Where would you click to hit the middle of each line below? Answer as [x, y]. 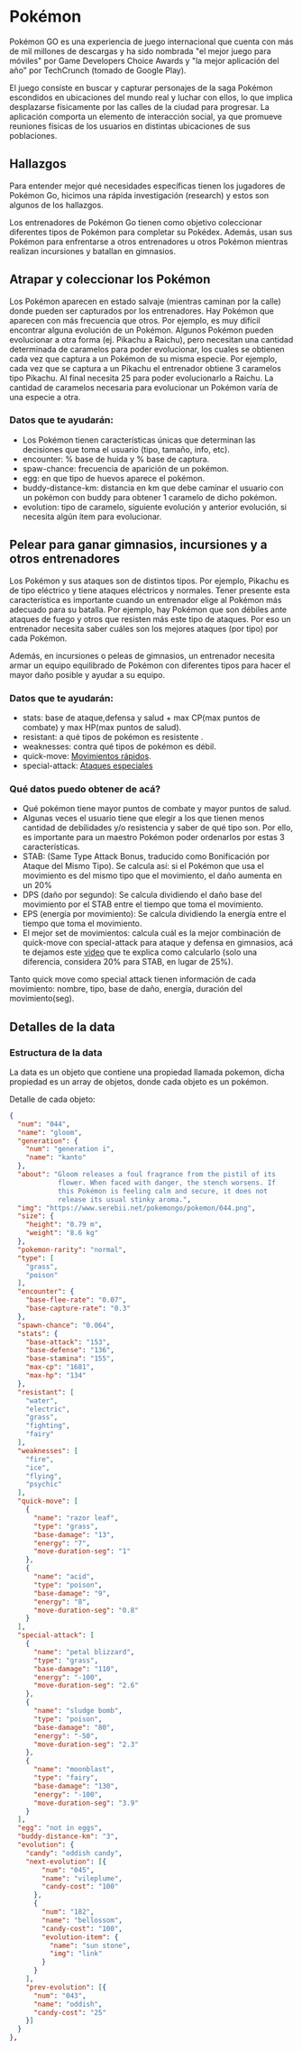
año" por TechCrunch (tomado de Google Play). [98, 70]
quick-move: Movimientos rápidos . [87, 755]
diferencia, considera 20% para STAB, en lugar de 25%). [128, 962]
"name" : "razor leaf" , [76, 1518]
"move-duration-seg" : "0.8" [86, 1610]
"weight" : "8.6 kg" [62, 1233]
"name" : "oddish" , [68, 2004]
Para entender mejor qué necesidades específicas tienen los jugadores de [147, 186]
